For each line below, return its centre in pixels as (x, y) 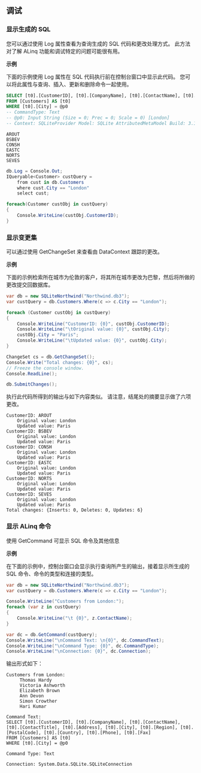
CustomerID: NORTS (29, 479)
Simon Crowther (39, 702)
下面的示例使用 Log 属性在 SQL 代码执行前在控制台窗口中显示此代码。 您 (96, 76)
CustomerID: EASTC (29, 463)
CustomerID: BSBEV (29, 431)
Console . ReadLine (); (32, 374)
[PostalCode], (24, 733)
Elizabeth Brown (40, 691)
